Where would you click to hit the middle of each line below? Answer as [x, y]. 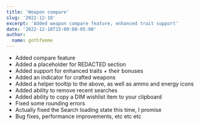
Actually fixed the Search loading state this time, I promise [88, 110]
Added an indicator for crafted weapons [65, 77]
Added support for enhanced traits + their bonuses [79, 71]
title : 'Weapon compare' [38, 12]
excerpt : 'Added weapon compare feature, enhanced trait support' [92, 23]
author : [16, 35]
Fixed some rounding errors [50, 103]
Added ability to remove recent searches [66, 90]
